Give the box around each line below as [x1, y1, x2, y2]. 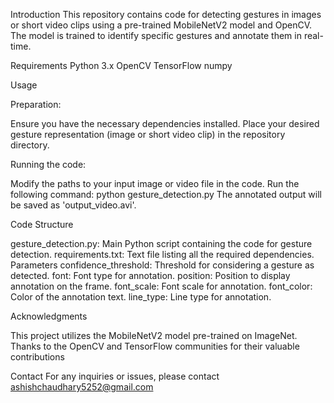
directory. [10, 139, 50, 151]
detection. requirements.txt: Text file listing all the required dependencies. [10, 249, 315, 260]
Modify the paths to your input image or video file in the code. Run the [10, 178, 300, 189]
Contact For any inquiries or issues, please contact [10, 370, 220, 382]
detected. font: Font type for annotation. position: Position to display [10, 270, 291, 281]
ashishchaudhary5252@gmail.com [10, 381, 154, 393]
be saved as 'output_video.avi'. [10, 199, 137, 211]
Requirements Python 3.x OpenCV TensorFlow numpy [10, 60, 233, 71]
